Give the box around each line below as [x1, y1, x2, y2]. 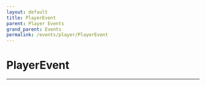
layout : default [6, 9, 48, 15]
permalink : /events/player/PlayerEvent [6, 32, 109, 38]
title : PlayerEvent [6, 15, 56, 21]
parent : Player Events [6, 20, 64, 26]
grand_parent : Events [6, 26, 62, 33]
